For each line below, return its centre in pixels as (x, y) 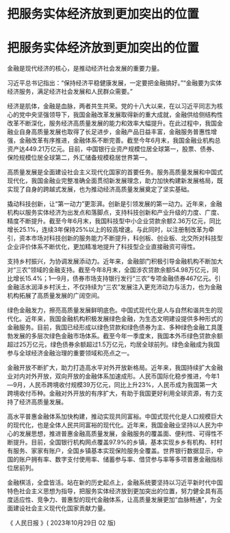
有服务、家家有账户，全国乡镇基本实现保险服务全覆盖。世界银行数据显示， (112, 451)
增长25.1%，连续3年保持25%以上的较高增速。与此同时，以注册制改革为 (108, 230)
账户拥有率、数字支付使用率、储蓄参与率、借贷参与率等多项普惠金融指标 (121, 460)
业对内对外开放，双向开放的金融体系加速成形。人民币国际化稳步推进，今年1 (113, 376)
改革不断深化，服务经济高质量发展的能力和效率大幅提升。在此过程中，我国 (112, 123)
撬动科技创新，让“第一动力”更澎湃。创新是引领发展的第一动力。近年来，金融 (115, 204)
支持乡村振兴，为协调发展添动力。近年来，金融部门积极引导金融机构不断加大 (115, 261)
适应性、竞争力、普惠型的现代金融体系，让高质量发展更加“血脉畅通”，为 (115, 500)
